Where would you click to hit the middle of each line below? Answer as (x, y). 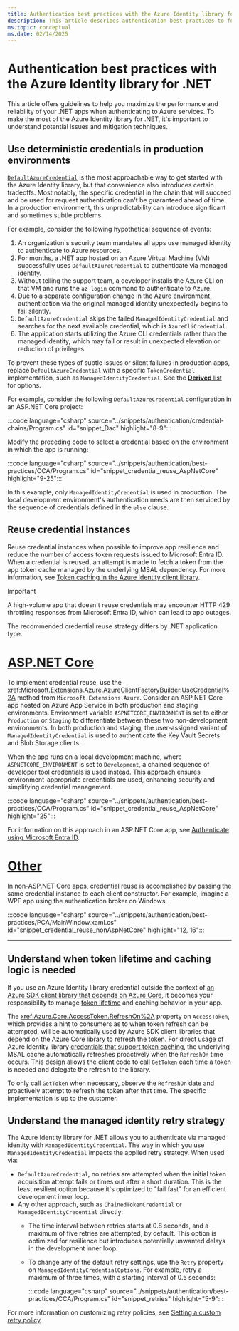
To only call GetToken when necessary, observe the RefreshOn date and (111, 1083)
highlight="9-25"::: (35, 478)
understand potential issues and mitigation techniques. (88, 127)
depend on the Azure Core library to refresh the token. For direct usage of (116, 1039)
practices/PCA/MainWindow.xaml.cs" (62, 922)
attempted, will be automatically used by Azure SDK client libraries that (111, 1031)
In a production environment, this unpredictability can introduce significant (117, 208)
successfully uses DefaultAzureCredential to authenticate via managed (122, 265)
